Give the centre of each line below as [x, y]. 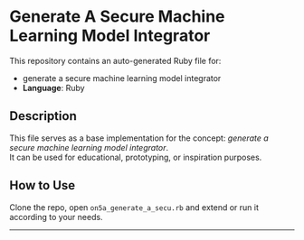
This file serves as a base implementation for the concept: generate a [139, 138]
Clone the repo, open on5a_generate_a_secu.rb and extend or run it [134, 207]
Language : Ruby [53, 88]
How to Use [43, 185]
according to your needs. [56, 217]
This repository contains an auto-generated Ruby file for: [115, 60]
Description [43, 116]
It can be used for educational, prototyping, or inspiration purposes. [136, 157]
